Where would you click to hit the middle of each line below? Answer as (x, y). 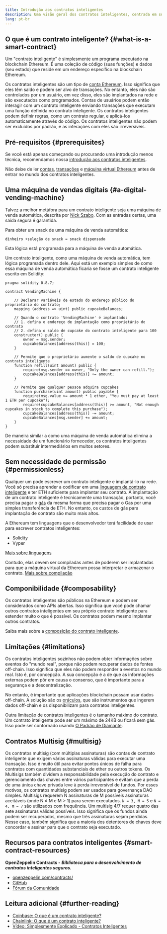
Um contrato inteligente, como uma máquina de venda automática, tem (78, 258)
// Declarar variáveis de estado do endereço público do (74, 300)
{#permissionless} (35, 469)
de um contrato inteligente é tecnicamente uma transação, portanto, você (81, 497)
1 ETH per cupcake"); (28, 400)
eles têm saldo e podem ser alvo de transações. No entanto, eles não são (80, 89)
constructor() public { (39, 335)
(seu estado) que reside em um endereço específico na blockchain (74, 70)
